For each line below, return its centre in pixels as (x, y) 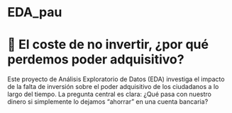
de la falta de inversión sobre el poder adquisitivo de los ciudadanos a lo (113, 87)
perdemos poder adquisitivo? (96, 60)
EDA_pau (35, 12)
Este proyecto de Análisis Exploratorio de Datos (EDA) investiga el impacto (116, 79)
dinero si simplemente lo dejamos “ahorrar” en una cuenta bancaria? (108, 102)
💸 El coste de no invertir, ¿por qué (108, 45)
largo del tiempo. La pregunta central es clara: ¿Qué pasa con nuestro (109, 94)
